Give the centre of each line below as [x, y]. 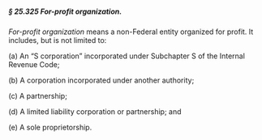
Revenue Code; [34, 64]
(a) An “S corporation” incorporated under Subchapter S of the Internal [127, 56]
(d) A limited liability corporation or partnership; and [95, 111]
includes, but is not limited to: [58, 40]
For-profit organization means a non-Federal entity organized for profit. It [131, 32]
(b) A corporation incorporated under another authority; [101, 80]
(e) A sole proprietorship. [50, 127]
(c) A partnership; [38, 95]
